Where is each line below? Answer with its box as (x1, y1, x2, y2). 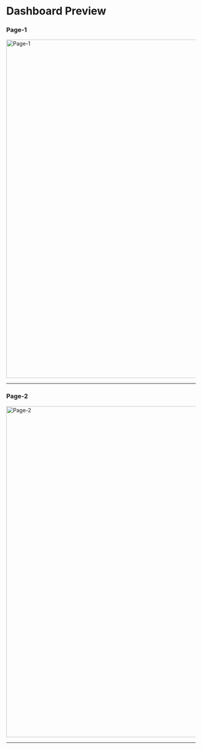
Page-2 (6, 392, 28, 400)
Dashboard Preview (6, 4, 106, 18)
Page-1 (6, 26, 27, 34)
